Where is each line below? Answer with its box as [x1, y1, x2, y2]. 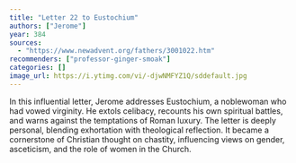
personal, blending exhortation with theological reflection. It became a [9, 124, 270, 135]
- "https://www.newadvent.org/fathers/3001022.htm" [17, 47, 216, 56]
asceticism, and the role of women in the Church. [9, 143, 192, 154]
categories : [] [9, 64, 67, 73]
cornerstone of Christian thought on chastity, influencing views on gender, [9, 133, 285, 144]
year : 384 [9, 30, 47, 39]
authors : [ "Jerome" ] [9, 21, 87, 30]
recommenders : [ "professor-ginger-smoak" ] [9, 55, 171, 64]
